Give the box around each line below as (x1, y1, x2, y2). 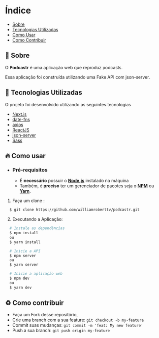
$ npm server (9, 253, 36, 258)
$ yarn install (9, 240, 41, 245)
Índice (5, 5, 31, 16)
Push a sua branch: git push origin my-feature (12, 328, 110, 334)
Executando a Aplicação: (12, 216, 63, 222)
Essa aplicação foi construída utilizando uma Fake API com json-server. (5, 74, 150, 80)
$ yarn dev (9, 285, 32, 290)
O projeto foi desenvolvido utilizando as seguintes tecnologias (5, 101, 131, 107)
